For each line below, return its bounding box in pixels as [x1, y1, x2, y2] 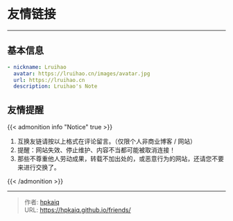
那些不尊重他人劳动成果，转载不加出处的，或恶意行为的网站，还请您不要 [17, 154, 224, 163]
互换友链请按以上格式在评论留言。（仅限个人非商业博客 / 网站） [17, 137, 196, 146]
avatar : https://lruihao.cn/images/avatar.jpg [13, 70, 150, 77]
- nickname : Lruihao [7, 63, 67, 70]
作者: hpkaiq [24, 198, 60, 206]
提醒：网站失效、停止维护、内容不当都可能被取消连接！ [17, 146, 175, 154]
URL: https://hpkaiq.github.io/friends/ [24, 206, 132, 214]
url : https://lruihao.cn [13, 76, 85, 83]
